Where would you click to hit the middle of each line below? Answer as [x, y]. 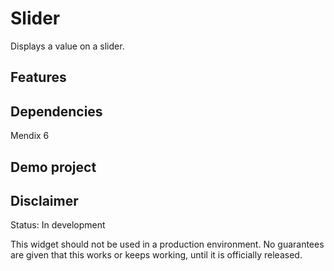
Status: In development [58, 225]
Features [38, 77]
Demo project [53, 167]
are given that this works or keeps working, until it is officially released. [156, 255]
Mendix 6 [30, 136]
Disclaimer [44, 200]
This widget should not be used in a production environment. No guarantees [167, 244]
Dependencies [56, 111]
